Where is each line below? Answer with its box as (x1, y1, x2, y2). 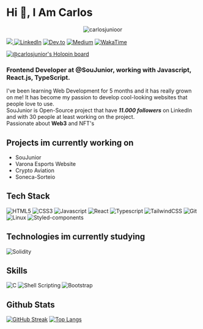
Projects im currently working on (6, 137, 134, 148)
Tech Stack (6, 191, 50, 202)
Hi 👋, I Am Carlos (6, 6, 93, 20)
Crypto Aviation (15, 167, 55, 174)
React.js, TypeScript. (6, 73, 70, 81)
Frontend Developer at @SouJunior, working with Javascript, (6, 66, 191, 74)
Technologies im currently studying (6, 232, 146, 242)
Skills (6, 266, 28, 276)
